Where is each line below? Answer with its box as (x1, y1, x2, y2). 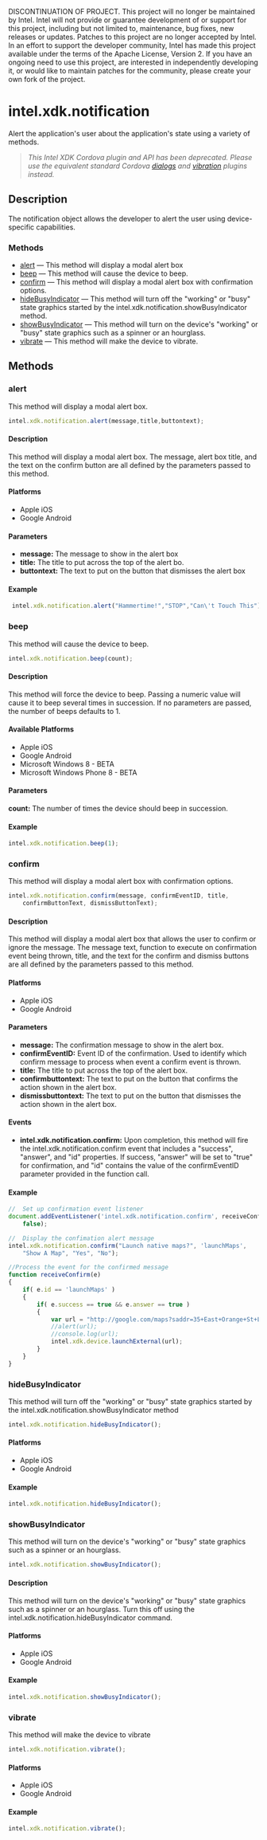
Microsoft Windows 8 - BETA (19, 759, 115, 768)
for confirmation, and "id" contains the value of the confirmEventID (19, 1161, 240, 1171)
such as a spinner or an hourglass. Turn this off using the (8, 1604, 195, 1614)
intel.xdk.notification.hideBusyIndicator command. (8, 1613, 173, 1622)
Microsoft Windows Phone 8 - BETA (19, 767, 137, 777)
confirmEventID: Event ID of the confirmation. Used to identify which (19, 1048, 247, 1058)
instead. (27, 169, 55, 179)
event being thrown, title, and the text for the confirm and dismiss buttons (8, 951, 250, 961)
